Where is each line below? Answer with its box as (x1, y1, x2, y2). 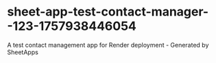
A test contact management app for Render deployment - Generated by (7, 41, 209, 49)
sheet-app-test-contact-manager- (7, 4, 209, 20)
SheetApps (7, 48, 39, 56)
